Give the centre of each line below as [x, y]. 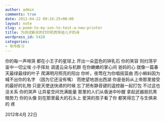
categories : [17, 42]
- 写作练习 [15, 46]
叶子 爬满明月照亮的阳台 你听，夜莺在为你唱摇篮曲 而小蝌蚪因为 [96, 73]
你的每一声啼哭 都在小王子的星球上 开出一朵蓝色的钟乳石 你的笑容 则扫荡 [79, 61]
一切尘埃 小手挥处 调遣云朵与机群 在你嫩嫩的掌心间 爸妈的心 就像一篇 [84, 67]
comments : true [21, 14]
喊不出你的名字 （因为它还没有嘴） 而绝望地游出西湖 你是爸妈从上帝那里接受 [83, 79]
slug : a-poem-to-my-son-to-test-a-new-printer [54, 28]
